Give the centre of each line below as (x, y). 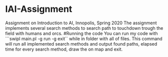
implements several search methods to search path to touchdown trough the (84, 28)
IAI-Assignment (39, 9)
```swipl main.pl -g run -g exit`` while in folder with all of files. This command (84, 39)
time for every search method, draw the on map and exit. (64, 49)
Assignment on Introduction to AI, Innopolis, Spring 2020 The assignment (81, 23)
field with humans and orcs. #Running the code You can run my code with (81, 33)
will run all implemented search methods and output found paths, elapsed (81, 44)
